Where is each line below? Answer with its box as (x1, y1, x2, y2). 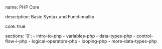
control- (136, 33, 153, 39)
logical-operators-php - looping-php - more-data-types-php (32, 38, 157, 44)
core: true (5, 23, 26, 29)
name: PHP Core (5, 4, 40, 10)
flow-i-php (5, 38, 28, 44)
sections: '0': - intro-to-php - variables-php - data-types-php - (5, 33, 135, 39)
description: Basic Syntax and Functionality (5, 14, 95, 19)
